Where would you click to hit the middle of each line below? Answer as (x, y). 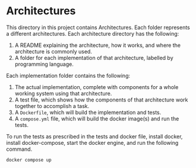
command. (19, 149)
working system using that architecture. (63, 93)
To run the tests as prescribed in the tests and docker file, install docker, (94, 136)
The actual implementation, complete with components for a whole (97, 87)
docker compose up (29, 160)
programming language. (44, 64)
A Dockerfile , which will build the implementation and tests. (88, 112)
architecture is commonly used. (53, 51)
